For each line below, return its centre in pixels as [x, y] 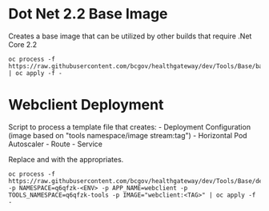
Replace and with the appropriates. [66, 159]
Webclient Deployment [86, 105]
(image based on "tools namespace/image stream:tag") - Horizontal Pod [128, 135]
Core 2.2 [23, 44]
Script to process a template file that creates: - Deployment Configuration [129, 127]
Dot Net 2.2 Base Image [88, 14]
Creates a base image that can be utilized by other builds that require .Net [130, 36]
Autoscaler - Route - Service [55, 144]
